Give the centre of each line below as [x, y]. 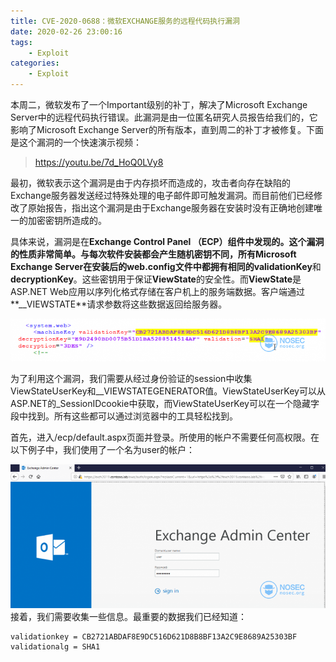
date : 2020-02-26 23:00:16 [66, 31]
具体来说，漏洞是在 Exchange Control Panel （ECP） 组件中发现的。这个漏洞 [167, 241]
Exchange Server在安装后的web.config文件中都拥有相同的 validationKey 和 [166, 266]
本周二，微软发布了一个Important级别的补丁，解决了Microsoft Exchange [159, 104]
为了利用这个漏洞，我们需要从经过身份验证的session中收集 [131, 379]
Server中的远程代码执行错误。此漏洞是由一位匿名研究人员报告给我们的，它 [164, 117]
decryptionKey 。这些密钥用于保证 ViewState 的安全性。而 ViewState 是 [156, 279]
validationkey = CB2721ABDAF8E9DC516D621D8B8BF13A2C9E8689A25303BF [154, 636]
